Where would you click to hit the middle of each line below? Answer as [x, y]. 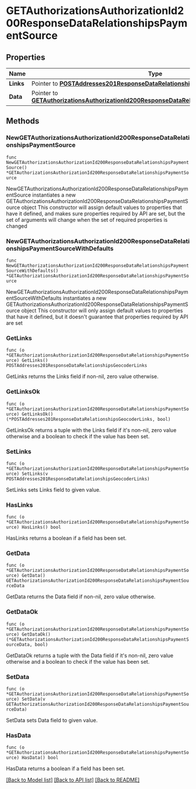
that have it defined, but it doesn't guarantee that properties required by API [97, 317]
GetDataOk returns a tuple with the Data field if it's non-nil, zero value [90, 655]
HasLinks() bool [41, 527]
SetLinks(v [35, 474]
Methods [23, 121]
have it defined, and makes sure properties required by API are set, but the [96, 213]
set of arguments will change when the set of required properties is [87, 219]
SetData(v [33, 699]
